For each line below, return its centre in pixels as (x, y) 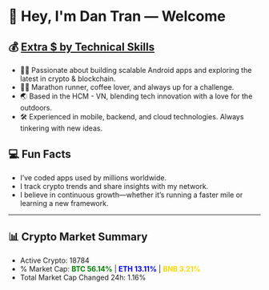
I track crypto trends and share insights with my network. (114, 186)
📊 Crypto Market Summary (78, 237)
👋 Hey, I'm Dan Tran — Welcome (117, 16)
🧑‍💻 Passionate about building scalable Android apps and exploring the (136, 70)
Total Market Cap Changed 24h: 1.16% (83, 277)
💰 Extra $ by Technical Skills (81, 47)
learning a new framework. (64, 203)
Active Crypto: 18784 (54, 260)
